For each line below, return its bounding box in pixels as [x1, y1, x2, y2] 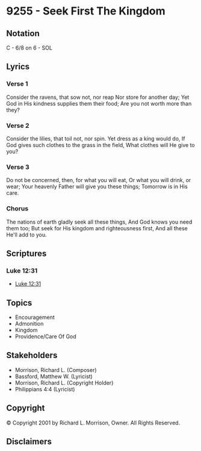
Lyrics [6, 61, 30, 72]
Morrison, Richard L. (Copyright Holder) [14, 379, 114, 386]
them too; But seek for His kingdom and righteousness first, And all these [6, 224, 188, 232]
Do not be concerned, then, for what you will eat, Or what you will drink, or [6, 177, 191, 184]
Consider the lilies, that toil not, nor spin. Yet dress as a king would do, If [6, 134, 185, 142]
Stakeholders [6, 350, 58, 361]
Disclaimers [6, 437, 52, 447]
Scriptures [6, 248, 47, 259]
